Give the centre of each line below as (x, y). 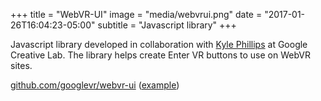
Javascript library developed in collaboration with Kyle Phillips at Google (159, 44)
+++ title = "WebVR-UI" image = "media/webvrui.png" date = (136, 14)
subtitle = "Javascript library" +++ (167, 25)
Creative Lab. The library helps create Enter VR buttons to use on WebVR (160, 55)
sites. (21, 65)
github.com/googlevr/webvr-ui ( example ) (95, 85)
